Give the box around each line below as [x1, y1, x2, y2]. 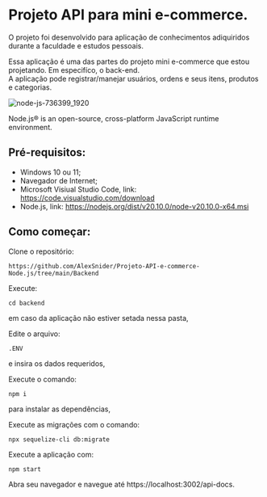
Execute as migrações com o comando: [8, 419, 140, 429]
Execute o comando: [8, 374, 77, 384]
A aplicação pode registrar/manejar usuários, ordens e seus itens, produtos [8, 74, 260, 83]
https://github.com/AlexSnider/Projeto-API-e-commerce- [8, 262, 200, 270]
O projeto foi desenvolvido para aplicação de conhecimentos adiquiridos [8, 32, 250, 42]
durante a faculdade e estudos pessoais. [8, 40, 144, 50]
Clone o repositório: [8, 246, 74, 256]
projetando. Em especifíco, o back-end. [8, 65, 140, 74]
